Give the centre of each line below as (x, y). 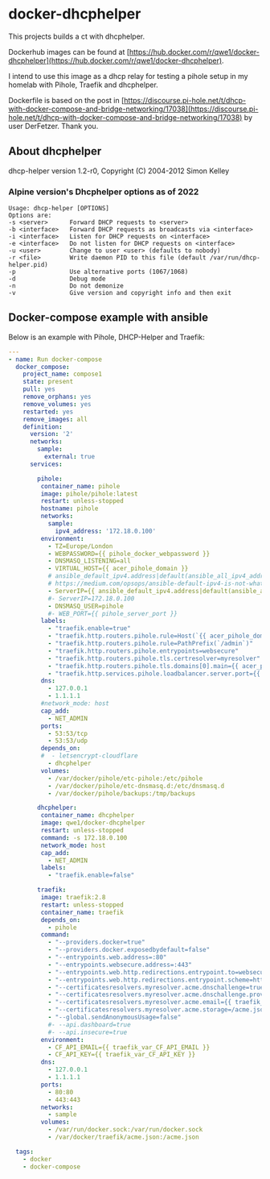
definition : (43, 427)
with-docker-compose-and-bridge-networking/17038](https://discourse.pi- (133, 109)
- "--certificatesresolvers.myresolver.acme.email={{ (139, 1003)
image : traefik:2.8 (73, 898)
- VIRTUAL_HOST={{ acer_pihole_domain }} (118, 569)
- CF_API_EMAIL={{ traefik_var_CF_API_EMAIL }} (129, 1047)
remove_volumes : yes (57, 404)
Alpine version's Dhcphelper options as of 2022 (104, 192)
